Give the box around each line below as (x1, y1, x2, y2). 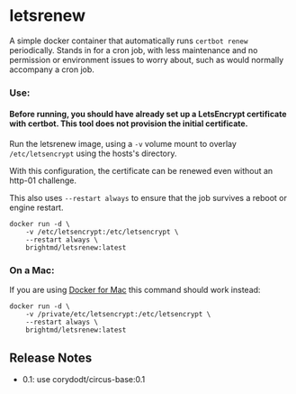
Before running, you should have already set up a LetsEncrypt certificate (9, 109, 287, 120)
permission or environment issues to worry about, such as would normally (9, 54, 284, 65)
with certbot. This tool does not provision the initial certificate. (9, 118, 249, 129)
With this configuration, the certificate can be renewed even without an (9, 166, 274, 177)
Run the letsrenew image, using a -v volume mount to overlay (9, 139, 237, 150)
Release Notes (9, 350, 93, 365)
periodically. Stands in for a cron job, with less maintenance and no (9, 44, 258, 55)
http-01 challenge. (9, 175, 77, 186)
